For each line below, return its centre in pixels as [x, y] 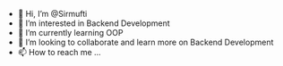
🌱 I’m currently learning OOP [70, 33]
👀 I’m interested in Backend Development [94, 23]
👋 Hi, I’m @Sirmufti [52, 14]
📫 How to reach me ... [59, 52]
